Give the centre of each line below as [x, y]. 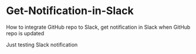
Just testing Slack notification [42, 45]
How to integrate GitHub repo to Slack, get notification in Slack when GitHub [98, 27]
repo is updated [25, 33]
